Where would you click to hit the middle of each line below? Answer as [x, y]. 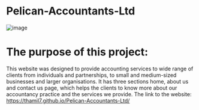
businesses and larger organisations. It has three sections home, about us [97, 81]
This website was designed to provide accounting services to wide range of [100, 69]
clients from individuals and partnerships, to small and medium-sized [91, 75]
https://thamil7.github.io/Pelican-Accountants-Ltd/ [68, 100]
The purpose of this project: [77, 52]
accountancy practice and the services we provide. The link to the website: [99, 94]
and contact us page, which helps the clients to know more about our [92, 88]
